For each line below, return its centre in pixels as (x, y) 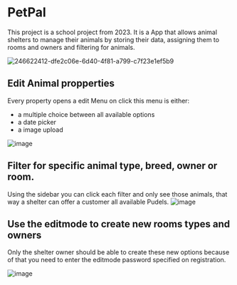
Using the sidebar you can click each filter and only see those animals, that (117, 194)
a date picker (37, 122)
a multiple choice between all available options (86, 114)
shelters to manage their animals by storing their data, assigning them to (113, 39)
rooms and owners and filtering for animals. (71, 47)
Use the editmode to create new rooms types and (119, 224)
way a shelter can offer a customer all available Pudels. (88, 202)
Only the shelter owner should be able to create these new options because (118, 252)
